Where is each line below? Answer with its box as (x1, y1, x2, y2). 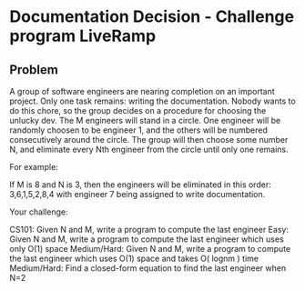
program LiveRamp (9, 25, 157, 46)
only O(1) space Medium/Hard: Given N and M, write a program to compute (9, 244, 291, 254)
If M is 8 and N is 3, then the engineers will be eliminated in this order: (9, 179, 271, 190)
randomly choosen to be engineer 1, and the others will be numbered (9, 125, 269, 135)
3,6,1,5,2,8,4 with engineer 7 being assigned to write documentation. (9, 189, 266, 199)
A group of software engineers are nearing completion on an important (9, 86, 275, 96)
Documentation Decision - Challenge (9, 6, 294, 27)
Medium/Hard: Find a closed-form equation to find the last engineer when (9, 263, 287, 274)
